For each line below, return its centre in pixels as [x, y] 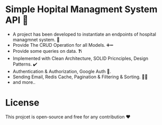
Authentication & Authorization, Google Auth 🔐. [62, 71]
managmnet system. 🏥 [36, 40]
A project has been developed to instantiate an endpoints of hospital [84, 34]
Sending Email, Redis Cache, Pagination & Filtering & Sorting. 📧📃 [80, 77]
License [22, 103]
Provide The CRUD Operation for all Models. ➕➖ [63, 45]
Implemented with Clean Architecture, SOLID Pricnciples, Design [80, 58]
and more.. [24, 82]
